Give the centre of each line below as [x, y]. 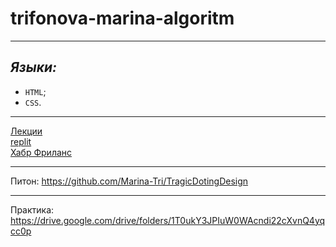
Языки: [34, 67]
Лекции [26, 131]
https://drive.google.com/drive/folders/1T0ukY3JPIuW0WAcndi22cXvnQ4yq [168, 220]
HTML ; [35, 91]
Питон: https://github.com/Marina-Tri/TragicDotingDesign [129, 181]
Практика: [32, 209]
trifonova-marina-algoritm [122, 18]
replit [21, 141]
